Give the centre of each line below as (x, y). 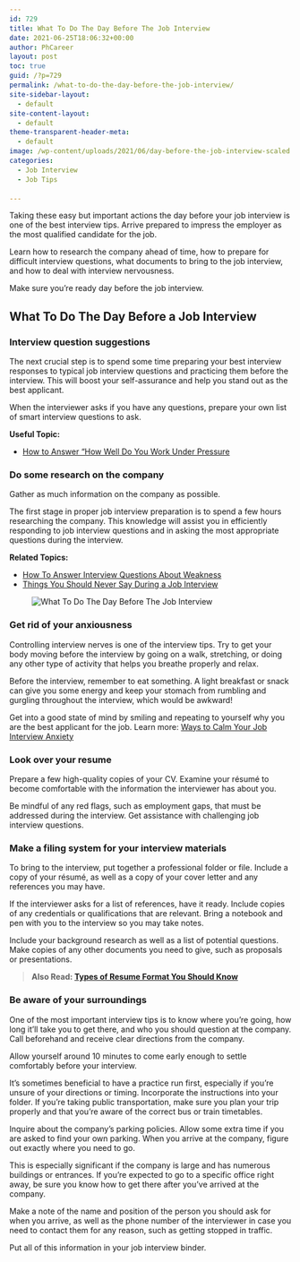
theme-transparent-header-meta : (69, 133)
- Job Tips (38, 179)
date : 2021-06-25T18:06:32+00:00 (72, 38)
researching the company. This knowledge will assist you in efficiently (138, 521)
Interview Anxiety (42, 736)
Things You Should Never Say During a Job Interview (120, 584)
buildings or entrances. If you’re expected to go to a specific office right (142, 1174)
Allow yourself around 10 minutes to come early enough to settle (128, 1056)
